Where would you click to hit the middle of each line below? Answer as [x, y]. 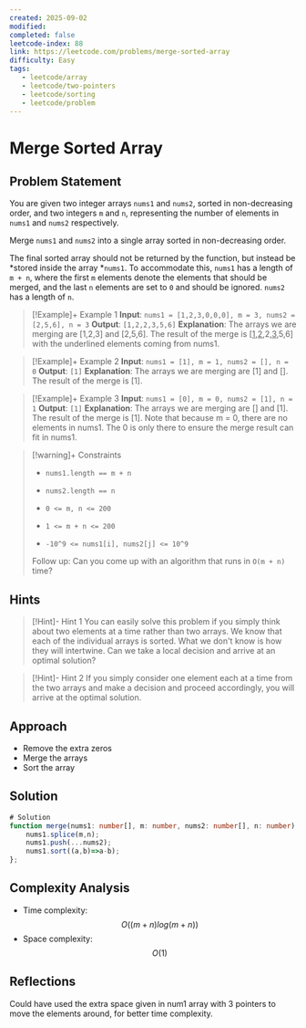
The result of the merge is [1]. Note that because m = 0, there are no [160, 418]
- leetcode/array [55, 78]
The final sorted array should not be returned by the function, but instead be [153, 258]
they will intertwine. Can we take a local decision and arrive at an [153, 651]
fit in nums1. [54, 437]
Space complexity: [57, 939]
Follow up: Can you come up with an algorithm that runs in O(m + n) [158, 561]
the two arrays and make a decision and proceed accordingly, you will [163, 688]
